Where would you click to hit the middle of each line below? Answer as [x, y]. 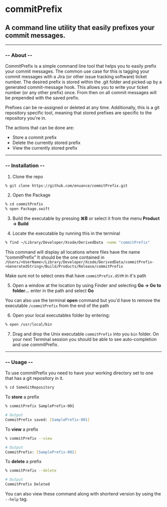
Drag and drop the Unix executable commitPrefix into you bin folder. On [85, 334]
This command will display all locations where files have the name [73, 252]
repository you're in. [26, 118]
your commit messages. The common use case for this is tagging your [77, 71]
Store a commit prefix [35, 138]
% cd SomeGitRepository [30, 387]
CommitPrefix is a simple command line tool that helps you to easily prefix [81, 66]
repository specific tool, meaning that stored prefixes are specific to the [79, 113]
